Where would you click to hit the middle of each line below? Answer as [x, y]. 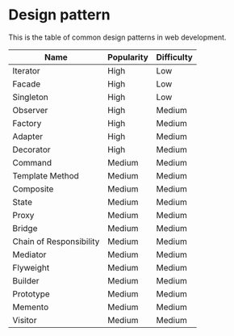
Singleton [30, 97]
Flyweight [31, 267]
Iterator [26, 70]
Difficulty [175, 57]
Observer [30, 110]
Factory [27, 123]
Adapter [28, 136]
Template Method [46, 175]
